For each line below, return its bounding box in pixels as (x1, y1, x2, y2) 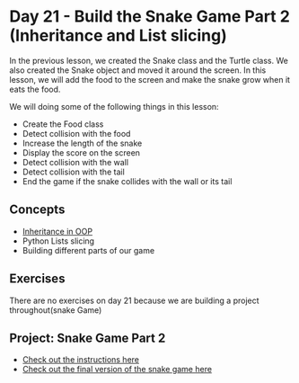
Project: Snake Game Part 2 (9, 330, 166, 345)
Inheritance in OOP (22, 226, 92, 236)
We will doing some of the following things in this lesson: (9, 101, 219, 111)
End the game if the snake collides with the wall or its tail (22, 175, 233, 186)
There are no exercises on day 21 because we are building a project (9, 295, 259, 306)
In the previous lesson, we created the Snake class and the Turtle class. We (9, 55, 289, 66)
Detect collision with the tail (22, 166, 126, 177)
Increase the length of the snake (22, 138, 143, 148)
